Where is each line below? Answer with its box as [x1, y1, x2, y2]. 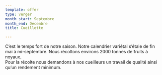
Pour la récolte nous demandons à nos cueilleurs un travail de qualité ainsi [5, 59, 158, 65]
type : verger [5, 12, 32, 17]
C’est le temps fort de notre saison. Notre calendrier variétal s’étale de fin [5, 43, 155, 49]
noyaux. [5, 54, 22, 60]
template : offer [5, 7, 39, 12]
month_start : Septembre [5, 16, 55, 21]
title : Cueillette [5, 26, 43, 31]
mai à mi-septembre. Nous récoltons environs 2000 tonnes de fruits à [5, 49, 148, 55]
